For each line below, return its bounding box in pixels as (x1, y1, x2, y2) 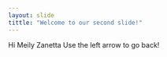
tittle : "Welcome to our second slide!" (8, 19, 143, 27)
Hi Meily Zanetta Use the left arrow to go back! (8, 40, 160, 49)
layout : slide (8, 11, 55, 20)
